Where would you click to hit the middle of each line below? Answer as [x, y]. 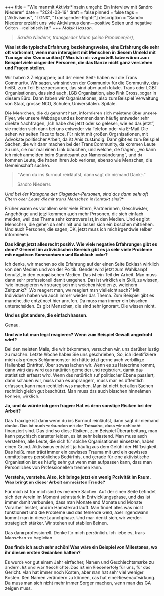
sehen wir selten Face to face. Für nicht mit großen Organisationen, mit [77, 134]
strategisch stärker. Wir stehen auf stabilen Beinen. [57, 523]
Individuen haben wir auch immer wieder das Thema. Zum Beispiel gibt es [80, 295]
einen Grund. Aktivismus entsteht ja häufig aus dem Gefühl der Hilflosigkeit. [82, 446]
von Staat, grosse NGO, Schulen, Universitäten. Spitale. [61, 103]
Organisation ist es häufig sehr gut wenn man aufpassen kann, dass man [79, 462]
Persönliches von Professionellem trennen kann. [54, 467]
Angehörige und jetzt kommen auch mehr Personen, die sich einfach [74, 214]
